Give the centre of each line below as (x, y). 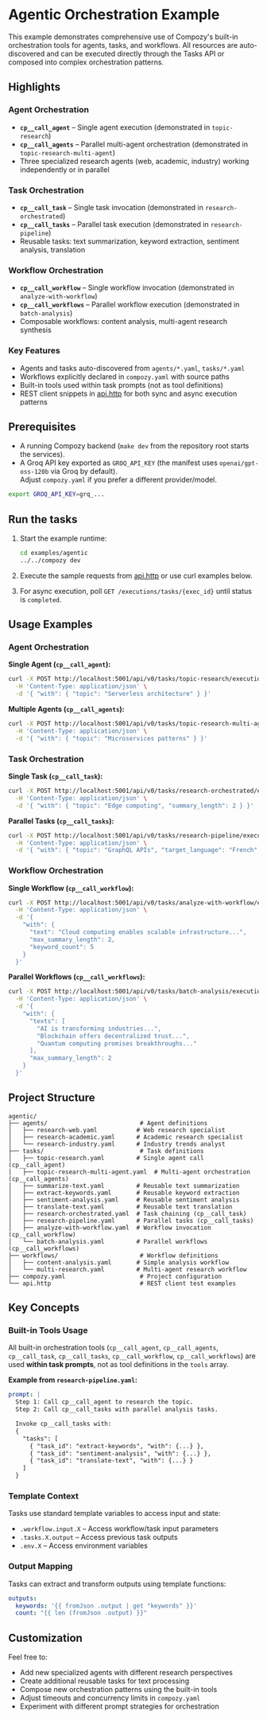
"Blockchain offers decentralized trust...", (114, 1036)
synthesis (35, 330)
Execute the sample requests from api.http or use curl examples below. (136, 576)
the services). (42, 455)
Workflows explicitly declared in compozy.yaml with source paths (124, 377)
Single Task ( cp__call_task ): (56, 776)
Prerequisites (42, 426)
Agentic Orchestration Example (114, 15)
